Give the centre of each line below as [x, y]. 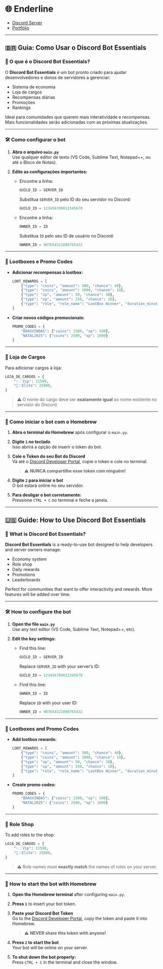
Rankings [21, 108]
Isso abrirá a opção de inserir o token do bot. [57, 447]
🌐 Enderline [29, 9]
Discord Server [27, 22]
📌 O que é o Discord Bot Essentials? [48, 62]
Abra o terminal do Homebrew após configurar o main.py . [70, 432]
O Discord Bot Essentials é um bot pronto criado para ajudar [66, 72]
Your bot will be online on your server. [50, 948]
